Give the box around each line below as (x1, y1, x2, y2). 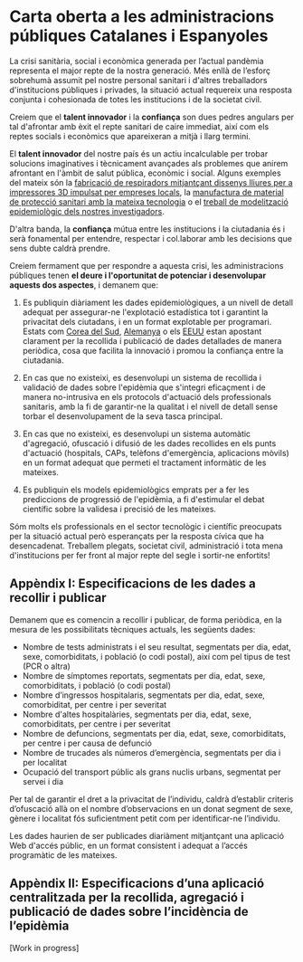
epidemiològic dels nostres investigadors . (9, 205, 165, 216)
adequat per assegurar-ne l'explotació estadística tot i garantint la (22, 306, 269, 318)
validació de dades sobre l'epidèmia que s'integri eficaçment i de (22, 382, 266, 393)
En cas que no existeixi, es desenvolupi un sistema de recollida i (22, 372, 262, 383)
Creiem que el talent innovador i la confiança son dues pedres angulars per (9, 111, 295, 122)
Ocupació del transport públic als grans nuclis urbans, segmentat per (22, 767, 282, 777)
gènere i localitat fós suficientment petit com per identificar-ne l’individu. (9, 813, 280, 824)
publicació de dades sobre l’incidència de (9, 904, 249, 919)
